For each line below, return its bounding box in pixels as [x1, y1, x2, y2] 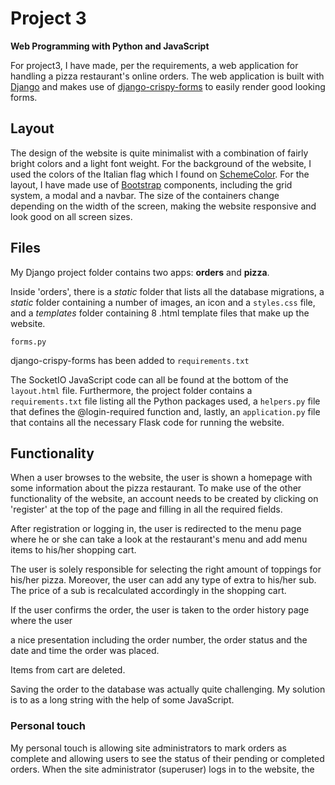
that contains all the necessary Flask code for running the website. [10, 416, 285, 428]
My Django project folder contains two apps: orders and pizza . [10, 266, 270, 278]
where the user [10, 615, 73, 627]
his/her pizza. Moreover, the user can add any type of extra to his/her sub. [10, 574, 317, 586]
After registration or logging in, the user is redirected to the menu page [10, 523, 302, 535]
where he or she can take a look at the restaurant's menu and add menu [10, 533, 308, 546]
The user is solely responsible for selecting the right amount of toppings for [10, 563, 322, 576]
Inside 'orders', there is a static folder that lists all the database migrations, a [10, 285, 325, 297]
